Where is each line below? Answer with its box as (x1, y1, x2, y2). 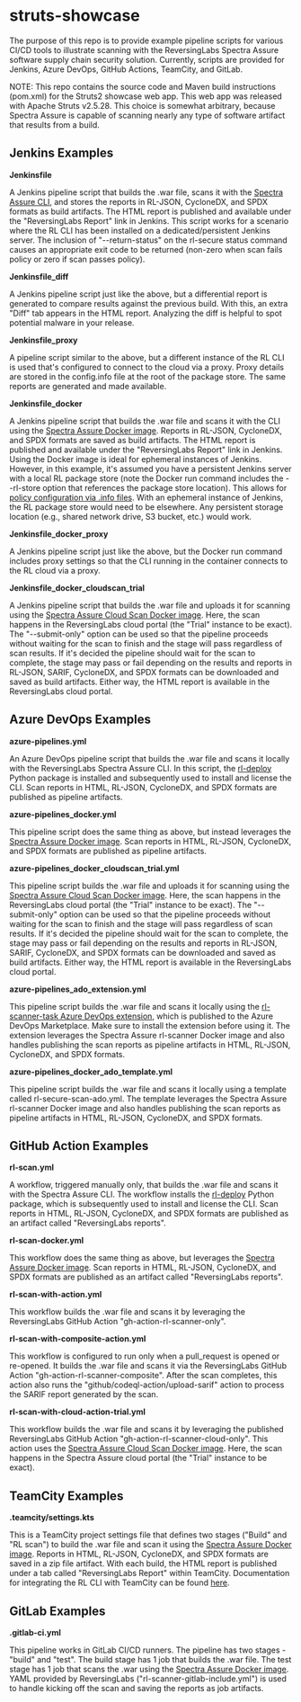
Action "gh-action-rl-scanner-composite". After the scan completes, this (9, 1370, 278, 1381)
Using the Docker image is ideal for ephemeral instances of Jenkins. (9, 453, 262, 464)
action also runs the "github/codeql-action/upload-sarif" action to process (9, 1379, 285, 1390)
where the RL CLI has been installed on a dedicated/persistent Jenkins (9, 225, 271, 236)
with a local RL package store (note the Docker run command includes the (9, 473, 284, 484)
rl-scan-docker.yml (9, 1235, 84, 1246)
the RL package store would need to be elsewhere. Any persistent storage (9, 501, 284, 512)
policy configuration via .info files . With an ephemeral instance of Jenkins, (9, 492, 284, 503)
